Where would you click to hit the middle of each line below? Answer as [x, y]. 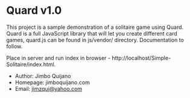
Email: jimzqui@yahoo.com [49, 88]
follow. [14, 46]
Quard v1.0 [34, 11]
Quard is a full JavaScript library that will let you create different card [92, 33]
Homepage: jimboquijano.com [52, 82]
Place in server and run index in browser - [58, 58]
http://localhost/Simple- [141, 58]
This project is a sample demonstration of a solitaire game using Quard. [95, 27]
